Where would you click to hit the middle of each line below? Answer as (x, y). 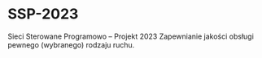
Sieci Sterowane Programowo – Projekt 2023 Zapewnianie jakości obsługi (131, 36)
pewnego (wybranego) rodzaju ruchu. (71, 44)
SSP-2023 (43, 14)
